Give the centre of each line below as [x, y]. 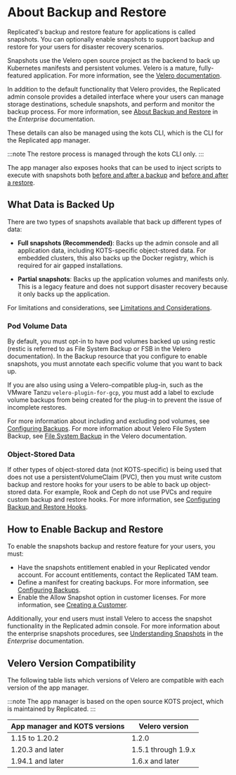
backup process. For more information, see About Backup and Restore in [113, 111]
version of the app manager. [48, 688]
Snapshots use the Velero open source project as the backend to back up [113, 60]
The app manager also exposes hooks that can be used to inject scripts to [114, 167]
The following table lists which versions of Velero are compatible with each [116, 680]
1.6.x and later [156, 761]
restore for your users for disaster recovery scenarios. [86, 47]
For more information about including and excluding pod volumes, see [109, 421]
